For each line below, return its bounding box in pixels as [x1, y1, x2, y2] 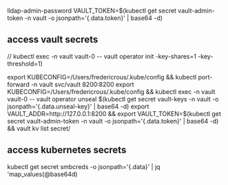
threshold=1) [7, 59, 43, 68]
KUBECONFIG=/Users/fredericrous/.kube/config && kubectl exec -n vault [7, 87, 216, 96]
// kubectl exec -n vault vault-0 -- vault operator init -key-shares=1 [7, 52, 196, 60]
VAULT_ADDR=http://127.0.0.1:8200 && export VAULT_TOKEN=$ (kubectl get [7, 109, 222, 117]
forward [7, 80, 30, 88]
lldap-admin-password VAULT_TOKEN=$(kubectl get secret [7, 7, 177, 14]
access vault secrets [7, 34, 99, 46]
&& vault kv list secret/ [7, 124, 71, 133]
